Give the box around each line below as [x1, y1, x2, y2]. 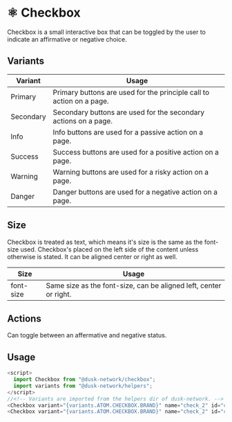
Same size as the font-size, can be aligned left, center [46, 281, 222, 290]
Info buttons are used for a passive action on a [52, 127, 204, 137]
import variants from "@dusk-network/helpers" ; [13, 383, 153, 389]
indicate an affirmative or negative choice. [7, 35, 127, 43]
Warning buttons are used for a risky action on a [52, 167, 209, 177]
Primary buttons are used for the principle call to [52, 87, 210, 97]
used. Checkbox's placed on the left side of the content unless [20, 245, 199, 254]
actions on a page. [52, 116, 113, 125]
